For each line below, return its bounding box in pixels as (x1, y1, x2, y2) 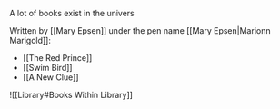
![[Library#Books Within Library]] (9, 90, 134, 100)
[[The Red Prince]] (22, 53, 93, 63)
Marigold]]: (9, 35, 52, 45)
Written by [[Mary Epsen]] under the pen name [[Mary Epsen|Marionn (9, 25, 271, 35)
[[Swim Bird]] (22, 63, 73, 73)
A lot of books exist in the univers (9, 8, 135, 18)
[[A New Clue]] (22, 72, 79, 83)
